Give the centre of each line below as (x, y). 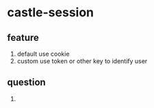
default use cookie (43, 54)
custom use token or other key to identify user (82, 61)
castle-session (51, 13)
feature (23, 38)
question (26, 83)
